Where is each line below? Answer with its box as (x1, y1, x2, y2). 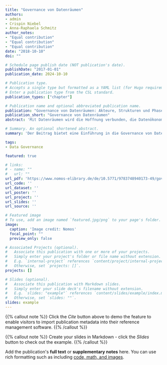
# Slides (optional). (5, 277, 50, 282)
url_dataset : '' (5, 185, 39, 190)
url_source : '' (5, 204, 37, 209)
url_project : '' (5, 195, 39, 200)
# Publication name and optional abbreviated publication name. (5, 103, 141, 108)
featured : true (5, 153, 37, 158)
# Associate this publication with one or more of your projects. (5, 249, 150, 255)
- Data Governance (5, 145, 43, 149)
